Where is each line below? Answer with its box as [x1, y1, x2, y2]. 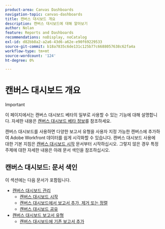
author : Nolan [5, 26, 34, 31]
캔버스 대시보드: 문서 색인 [5, 163, 78, 171]
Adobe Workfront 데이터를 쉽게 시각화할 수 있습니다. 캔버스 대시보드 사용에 [10, 135, 156, 141]
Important [5, 102, 25, 108]
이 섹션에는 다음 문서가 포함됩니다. [5, 177, 71, 183]
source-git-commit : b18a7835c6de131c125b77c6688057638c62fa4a [5, 44, 135, 49]
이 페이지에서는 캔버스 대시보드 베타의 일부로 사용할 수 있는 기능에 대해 [5, 112, 140, 118]
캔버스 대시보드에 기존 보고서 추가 [19, 219, 85, 224]
